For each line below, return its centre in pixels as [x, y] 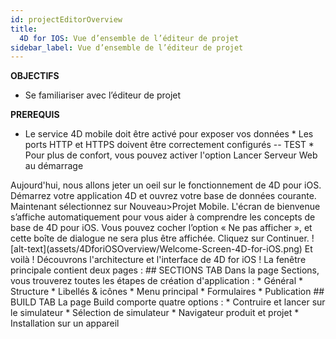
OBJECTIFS [35, 76]
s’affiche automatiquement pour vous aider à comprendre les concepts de [163, 217]
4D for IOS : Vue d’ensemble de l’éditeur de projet [129, 38]
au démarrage [54, 166]
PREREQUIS [35, 115]
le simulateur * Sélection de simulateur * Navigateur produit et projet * [155, 313]
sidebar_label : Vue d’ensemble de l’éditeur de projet [127, 47]
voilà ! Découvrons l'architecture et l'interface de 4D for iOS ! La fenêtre [158, 260]
